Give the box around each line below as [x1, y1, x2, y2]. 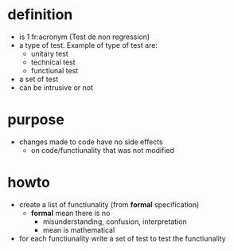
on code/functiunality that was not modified [30, 145, 174, 155]
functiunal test [30, 65, 79, 75]
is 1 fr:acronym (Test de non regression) [18, 32, 150, 41]
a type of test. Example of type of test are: [18, 40, 158, 49]
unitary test [30, 49, 68, 58]
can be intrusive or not [18, 82, 93, 92]
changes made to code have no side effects [18, 137, 164, 147]
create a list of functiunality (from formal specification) [18, 199, 200, 209]
